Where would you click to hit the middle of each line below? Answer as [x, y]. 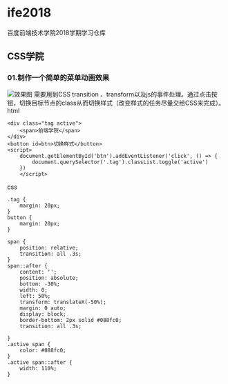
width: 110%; [38, 368]
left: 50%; [35, 296]
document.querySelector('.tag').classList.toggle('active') [120, 162]
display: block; [43, 314]
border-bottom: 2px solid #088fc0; [71, 320]
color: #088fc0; [43, 350]
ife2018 [29, 13]
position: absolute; [49, 278]
